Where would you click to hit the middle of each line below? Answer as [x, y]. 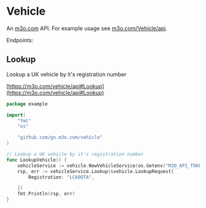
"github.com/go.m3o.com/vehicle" [60, 137]
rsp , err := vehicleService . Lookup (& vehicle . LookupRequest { [96, 171]
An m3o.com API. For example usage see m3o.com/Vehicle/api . [87, 28]
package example [27, 104]
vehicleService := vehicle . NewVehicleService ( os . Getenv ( [92, 166]
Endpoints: [20, 40]
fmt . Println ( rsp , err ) [46, 194]
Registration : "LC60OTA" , [62, 177]
